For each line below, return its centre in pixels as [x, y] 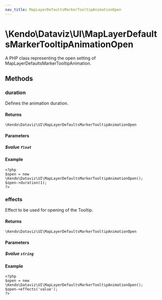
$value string [20, 254]
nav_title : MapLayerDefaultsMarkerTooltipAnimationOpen [63, 10]
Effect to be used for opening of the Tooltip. [49, 210]
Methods [19, 78]
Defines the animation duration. [37, 103]
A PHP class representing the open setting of [51, 58]
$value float [18, 147]
